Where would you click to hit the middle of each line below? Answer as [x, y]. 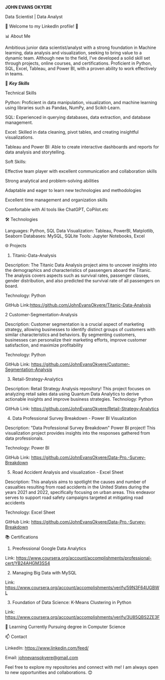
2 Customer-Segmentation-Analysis [41, 315]
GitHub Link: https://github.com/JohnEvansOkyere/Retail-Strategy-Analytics [82, 409]
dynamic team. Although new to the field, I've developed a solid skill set [78, 58]
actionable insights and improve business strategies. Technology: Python [79, 399]
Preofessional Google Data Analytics [49, 548]
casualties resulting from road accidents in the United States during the [77, 487]
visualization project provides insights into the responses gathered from [78, 433]
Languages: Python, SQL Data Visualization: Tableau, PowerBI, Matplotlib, [80, 231]
